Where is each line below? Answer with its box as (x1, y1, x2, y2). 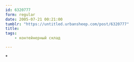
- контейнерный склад (14, 36, 60, 41)
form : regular (5, 12, 36, 17)
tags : (5, 31, 17, 36)
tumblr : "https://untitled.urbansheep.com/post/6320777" (5, 21, 129, 27)
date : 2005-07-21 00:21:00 (5, 17, 63, 22)
